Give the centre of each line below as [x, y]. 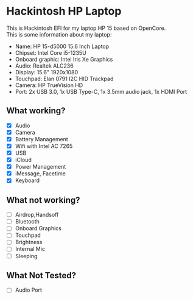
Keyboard [27, 180]
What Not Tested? [41, 275]
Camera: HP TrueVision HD [49, 85]
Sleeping [26, 256]
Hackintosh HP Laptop [64, 11]
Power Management [40, 167]
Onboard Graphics [38, 228]
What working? [36, 111]
